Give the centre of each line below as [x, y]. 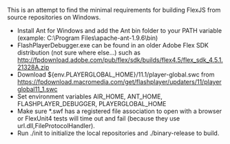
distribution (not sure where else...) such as [79, 52]
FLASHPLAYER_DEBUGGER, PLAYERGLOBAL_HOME [92, 104]
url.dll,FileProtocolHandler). [56, 126]
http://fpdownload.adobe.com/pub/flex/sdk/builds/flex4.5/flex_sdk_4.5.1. [120, 60]
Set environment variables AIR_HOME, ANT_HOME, [90, 96]
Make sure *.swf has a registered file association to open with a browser [119, 111]
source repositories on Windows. [54, 17]
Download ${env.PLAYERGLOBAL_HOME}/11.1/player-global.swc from [116, 74]
